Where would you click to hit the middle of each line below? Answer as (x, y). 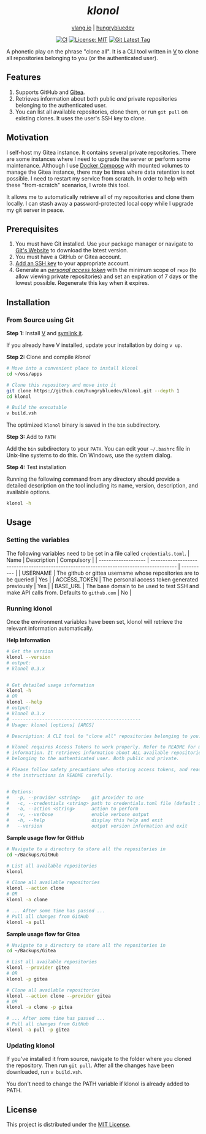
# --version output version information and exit (97, 826)
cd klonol (19, 397)
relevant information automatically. (50, 628)
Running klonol (29, 608)
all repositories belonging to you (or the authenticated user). (82, 58)
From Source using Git (40, 320)
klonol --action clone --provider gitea (59, 996)
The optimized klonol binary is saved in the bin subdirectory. (83, 425)
